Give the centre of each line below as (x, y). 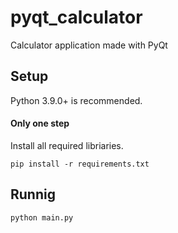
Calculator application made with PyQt (89, 45)
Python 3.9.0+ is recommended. (76, 100)
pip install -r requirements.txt (80, 164)
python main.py (42, 217)
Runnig (33, 194)
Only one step (40, 123)
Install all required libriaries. (67, 145)
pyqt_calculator (76, 17)
